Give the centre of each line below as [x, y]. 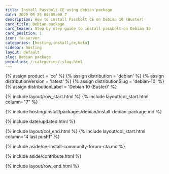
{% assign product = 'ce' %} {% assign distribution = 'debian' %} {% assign [84, 76]
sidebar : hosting [24, 48]
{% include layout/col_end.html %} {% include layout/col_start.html [75, 132]
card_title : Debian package [35, 24]
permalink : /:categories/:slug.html [44, 62]
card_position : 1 [24, 33]
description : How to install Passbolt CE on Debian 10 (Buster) [75, 19]
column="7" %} [22, 102]
